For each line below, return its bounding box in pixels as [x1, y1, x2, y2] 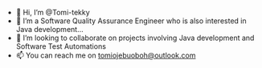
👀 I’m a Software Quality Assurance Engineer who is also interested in [15, 16, 247, 26]
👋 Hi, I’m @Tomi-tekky [15, 8, 90, 17]
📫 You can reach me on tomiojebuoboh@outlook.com [15, 50, 196, 60]
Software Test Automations [15, 42, 107, 51]
